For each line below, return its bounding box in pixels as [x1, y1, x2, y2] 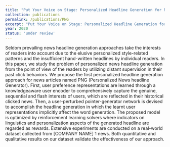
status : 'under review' [5, 31, 56, 36]
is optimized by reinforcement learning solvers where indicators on [5, 115, 145, 120]
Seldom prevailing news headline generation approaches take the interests [5, 45, 161, 51]
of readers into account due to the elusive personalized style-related [5, 50, 148, 56]
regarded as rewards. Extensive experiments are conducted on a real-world [5, 125, 163, 131]
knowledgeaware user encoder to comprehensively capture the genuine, [5, 88, 157, 93]
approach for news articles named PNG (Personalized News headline [5, 77, 149, 83]
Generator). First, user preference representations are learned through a [5, 82, 156, 88]
